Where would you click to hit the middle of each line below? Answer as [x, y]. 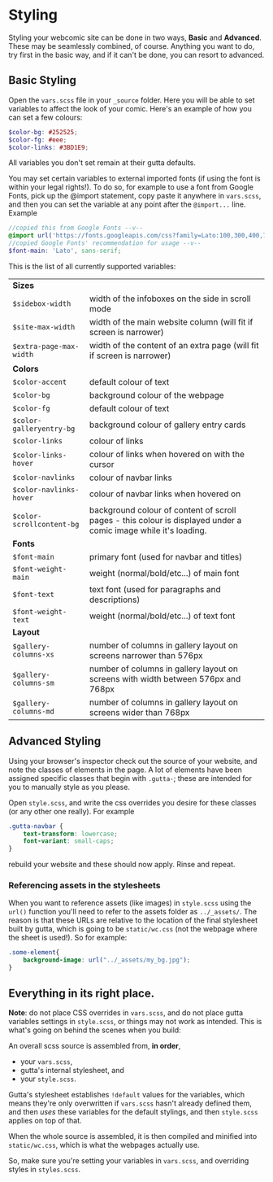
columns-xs [33, 654]
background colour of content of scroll [162, 510]
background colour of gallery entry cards [167, 425]
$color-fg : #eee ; [38, 140]
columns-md [33, 711]
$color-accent [40, 382]
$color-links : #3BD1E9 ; [49, 147]
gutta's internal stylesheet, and [72, 1070]
